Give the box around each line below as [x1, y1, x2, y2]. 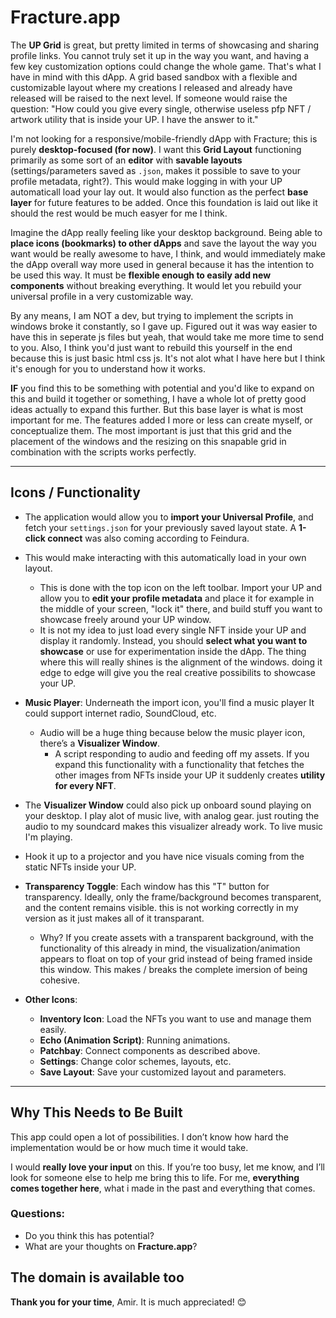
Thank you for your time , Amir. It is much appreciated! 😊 [10, 1296, 247, 1308]
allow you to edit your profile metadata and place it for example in [39, 592, 315, 604]
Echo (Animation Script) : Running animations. [39, 1034, 231, 1046]
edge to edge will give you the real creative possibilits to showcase [39, 666, 316, 678]
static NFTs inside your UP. [24, 861, 137, 873]
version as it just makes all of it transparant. [24, 912, 205, 924]
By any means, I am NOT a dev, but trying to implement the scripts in [10, 309, 294, 321]
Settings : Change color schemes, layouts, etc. [39, 1055, 232, 1067]
